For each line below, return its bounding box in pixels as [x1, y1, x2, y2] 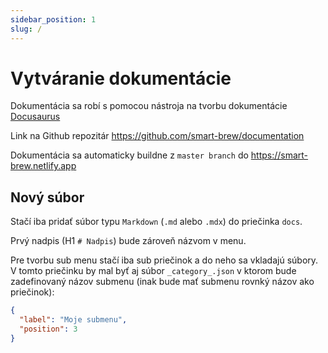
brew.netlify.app [10, 160, 77, 172]
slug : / [10, 24, 43, 34]
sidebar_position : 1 [10, 14, 97, 25]
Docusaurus [10, 111, 61, 123]
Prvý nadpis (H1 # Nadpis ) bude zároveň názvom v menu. [10, 235, 247, 247]
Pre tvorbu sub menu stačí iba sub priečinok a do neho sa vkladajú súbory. [10, 254, 319, 266]
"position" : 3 [19, 324, 78, 334]
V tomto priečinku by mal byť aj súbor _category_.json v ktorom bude [10, 265, 297, 277]
